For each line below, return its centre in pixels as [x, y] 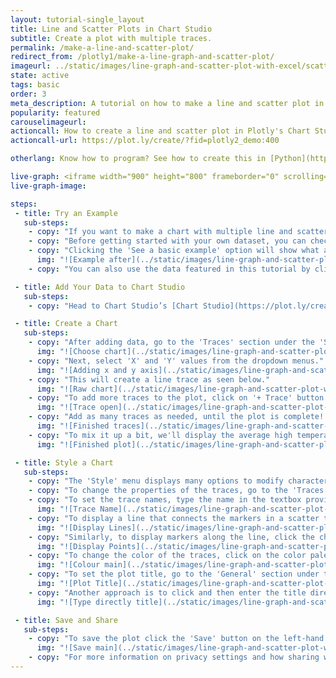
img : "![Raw [61, 389]
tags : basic [35, 85]
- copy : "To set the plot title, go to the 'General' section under [174, 574]
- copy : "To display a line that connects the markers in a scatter [174, 518]
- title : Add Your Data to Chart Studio [100, 287]
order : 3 [28, 94]
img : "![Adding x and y [86, 370]
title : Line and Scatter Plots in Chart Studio [111, 29]
